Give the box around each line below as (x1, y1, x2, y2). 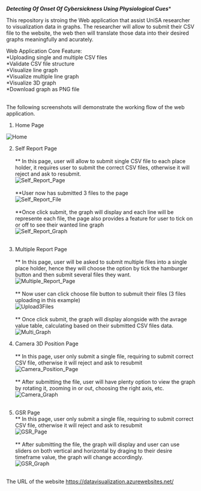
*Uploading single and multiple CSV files (6, 54, 107, 61)
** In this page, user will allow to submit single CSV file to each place (14, 158, 186, 164)
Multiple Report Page (14, 246, 67, 252)
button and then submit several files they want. (14, 271, 131, 278)
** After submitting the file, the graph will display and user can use (14, 441, 180, 448)
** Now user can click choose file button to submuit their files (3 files (14, 290, 186, 297)
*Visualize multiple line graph (6, 73, 79, 80)
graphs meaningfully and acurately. (6, 36, 94, 43)
